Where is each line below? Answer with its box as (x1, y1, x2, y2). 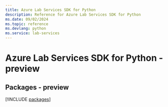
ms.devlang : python (5, 26, 46, 31)
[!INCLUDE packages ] (5, 96, 51, 102)
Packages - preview (5, 83, 69, 91)
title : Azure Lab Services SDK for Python (5, 7, 96, 13)
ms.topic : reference (5, 21, 49, 27)
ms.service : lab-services (5, 31, 60, 36)
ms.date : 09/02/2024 (5, 17, 49, 22)
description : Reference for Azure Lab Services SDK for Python (5, 12, 141, 17)
